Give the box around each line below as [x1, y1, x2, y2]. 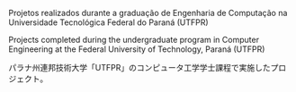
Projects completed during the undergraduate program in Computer [8, 35, 260, 45]
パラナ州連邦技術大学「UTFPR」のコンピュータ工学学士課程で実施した [8, 63, 271, 72]
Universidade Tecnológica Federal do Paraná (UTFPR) [8, 17, 209, 28]
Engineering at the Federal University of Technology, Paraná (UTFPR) [8, 44, 265, 54]
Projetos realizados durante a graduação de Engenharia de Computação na [8, 8, 288, 18]
